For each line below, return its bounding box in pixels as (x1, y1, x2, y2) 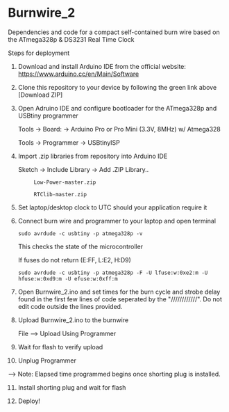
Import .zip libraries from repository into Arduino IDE (17, 152, 168, 160)
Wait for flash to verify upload (17, 342, 103, 351)
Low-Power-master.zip (33, 179, 96, 186)
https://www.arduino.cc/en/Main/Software (17, 70, 139, 78)
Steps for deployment (8, 49, 70, 57)
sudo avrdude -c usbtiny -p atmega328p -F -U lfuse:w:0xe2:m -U (17, 269, 208, 276)
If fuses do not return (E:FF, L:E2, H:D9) (17, 255, 131, 264)
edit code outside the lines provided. (17, 302, 123, 310)
